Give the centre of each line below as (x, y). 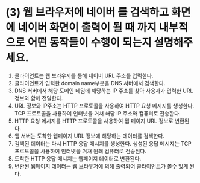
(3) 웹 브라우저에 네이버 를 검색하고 (87, 12)
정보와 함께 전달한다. (39, 98)
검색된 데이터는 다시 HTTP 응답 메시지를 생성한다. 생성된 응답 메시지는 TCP (103, 143)
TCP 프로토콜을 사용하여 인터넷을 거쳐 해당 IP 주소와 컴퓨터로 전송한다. (98, 113)
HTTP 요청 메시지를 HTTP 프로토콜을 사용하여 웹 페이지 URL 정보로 (94, 121)
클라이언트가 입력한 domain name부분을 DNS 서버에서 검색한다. (90, 83)
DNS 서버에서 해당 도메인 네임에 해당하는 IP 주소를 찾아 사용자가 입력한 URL (104, 91)
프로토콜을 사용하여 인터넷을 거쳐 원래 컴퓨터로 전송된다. (80, 151)
